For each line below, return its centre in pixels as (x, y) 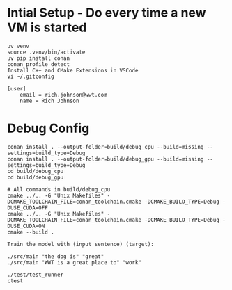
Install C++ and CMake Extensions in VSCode (73, 70)
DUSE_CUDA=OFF (28, 208)
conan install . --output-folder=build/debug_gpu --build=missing (106, 159)
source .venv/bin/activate (46, 52)
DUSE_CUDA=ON (26, 226)
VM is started (47, 27)
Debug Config (48, 128)
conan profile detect (39, 64)
